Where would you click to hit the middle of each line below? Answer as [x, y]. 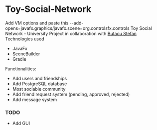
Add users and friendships [40, 78]
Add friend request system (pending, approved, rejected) [71, 94]
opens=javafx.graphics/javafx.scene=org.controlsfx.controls [67, 28]
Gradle [19, 59]
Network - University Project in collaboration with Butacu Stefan [71, 33]
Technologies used [25, 39]
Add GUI [21, 124]
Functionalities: [21, 69]
